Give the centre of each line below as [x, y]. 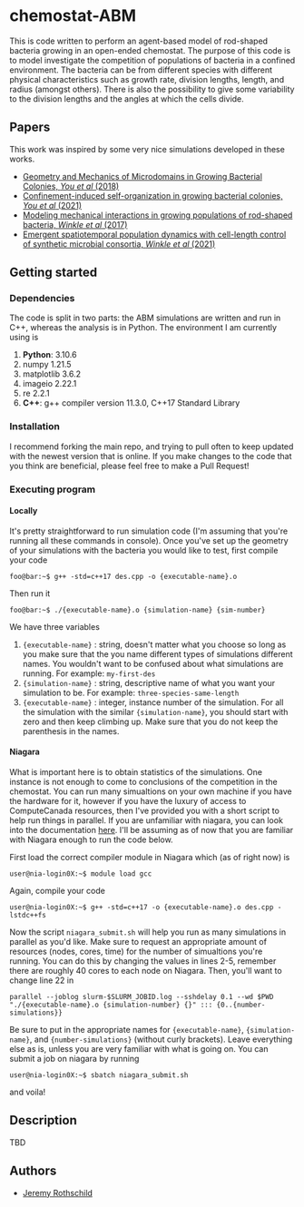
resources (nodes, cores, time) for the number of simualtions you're [136, 952]
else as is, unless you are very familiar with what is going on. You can [139, 1049]
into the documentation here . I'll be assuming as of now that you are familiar [152, 830]
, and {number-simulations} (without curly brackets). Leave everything [161, 1039]
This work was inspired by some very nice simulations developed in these [147, 149]
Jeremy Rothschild [58, 1192]
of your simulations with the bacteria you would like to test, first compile [144, 550]
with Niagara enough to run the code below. [92, 839]
